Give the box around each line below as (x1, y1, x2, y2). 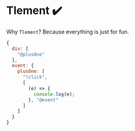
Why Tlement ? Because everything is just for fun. (6, 28, 130, 36)
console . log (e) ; (33, 91, 75, 97)
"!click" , (22, 74, 48, 80)
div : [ (12, 45, 29, 51)
